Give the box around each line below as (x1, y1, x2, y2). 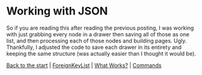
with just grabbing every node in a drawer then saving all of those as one (6, 30, 190, 37)
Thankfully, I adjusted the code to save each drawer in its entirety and (6, 44, 182, 51)
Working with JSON (6, 4, 108, 18)
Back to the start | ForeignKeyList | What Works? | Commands (6, 62, 162, 69)
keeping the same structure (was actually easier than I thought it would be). (6, 50, 197, 57)
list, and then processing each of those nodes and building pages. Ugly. (6, 37, 187, 44)
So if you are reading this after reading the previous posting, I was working (6, 24, 194, 31)
